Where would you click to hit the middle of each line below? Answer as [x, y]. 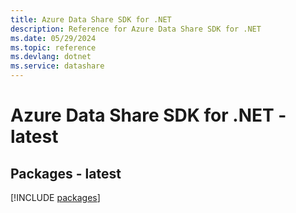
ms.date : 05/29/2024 [53, 38]
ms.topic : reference [53, 47]
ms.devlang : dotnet [51, 57]
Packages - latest [66, 173]
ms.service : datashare [57, 66]
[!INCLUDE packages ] [55, 197]
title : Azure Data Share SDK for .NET [91, 19]
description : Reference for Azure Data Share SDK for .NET [136, 29]
